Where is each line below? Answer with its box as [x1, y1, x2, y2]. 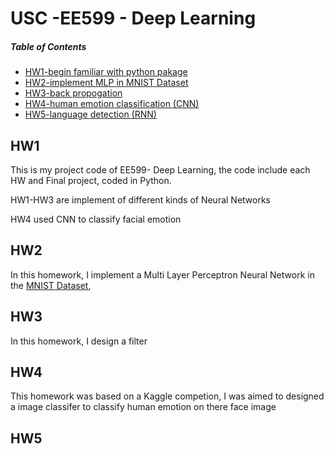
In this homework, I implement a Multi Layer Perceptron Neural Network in [10, 268, 315, 281]
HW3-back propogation [24, 87, 123, 99]
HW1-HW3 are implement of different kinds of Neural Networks [10, 193, 272, 206]
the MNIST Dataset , [10, 279, 92, 291]
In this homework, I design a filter [10, 335, 148, 347]
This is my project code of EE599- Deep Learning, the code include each [10, 163, 311, 176]
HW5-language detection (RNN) [24, 108, 157, 121]
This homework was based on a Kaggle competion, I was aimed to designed [10, 390, 325, 402]
